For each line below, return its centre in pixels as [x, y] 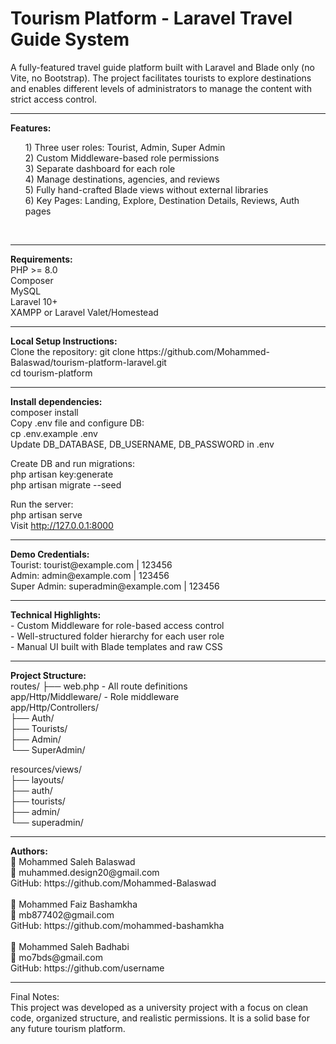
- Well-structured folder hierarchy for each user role [117, 636]
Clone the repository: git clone [73, 351]
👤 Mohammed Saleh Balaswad [73, 861]
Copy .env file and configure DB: [77, 423]
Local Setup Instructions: [64, 341]
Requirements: [41, 259]
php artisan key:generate [62, 474]
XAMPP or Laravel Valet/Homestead [84, 312]
